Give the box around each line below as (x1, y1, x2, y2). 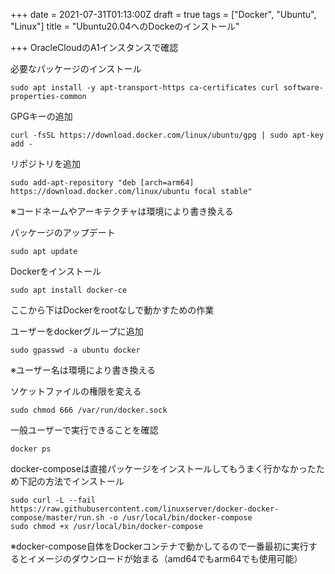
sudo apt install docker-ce (10, 285, 128, 295)
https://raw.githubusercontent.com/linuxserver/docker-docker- (10, 504, 280, 514)
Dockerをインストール (10, 265, 102, 277)
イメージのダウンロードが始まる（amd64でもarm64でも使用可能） (27, 553, 303, 564)
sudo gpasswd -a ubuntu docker (10, 345, 141, 355)
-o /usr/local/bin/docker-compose (108, 513, 253, 523)
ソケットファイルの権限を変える (10, 385, 142, 397)
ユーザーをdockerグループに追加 (10, 325, 144, 337)
